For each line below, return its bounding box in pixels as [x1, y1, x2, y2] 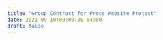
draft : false [7, 22, 44, 29]
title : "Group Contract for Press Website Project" [7, 9, 157, 17]
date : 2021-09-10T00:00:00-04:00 [7, 16, 102, 23]
